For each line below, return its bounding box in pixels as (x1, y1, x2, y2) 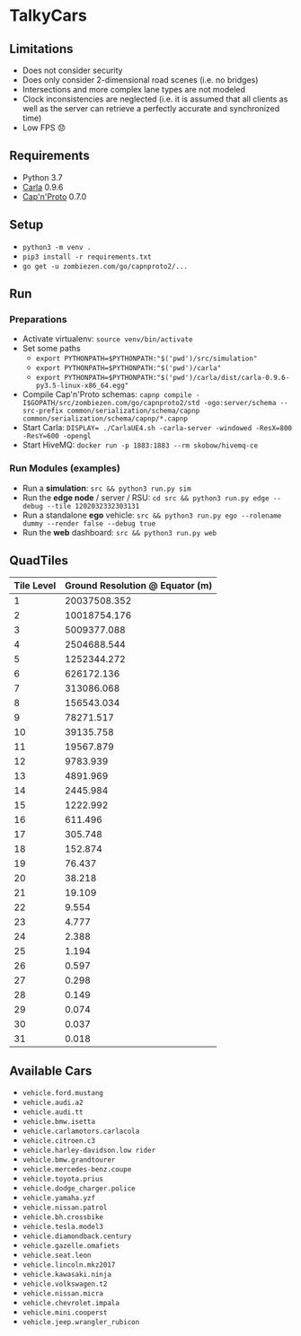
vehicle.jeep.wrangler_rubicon (22, 1318, 140, 1327)
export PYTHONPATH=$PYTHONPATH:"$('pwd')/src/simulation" (35, 354, 258, 364)
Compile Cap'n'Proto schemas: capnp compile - (22, 389, 200, 400)
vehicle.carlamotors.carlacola (22, 1127, 140, 1137)
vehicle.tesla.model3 (22, 1223, 103, 1232)
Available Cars (9, 1063, 93, 1078)
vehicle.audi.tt (22, 1108, 84, 1117)
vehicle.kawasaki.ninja (22, 1270, 112, 1279)
